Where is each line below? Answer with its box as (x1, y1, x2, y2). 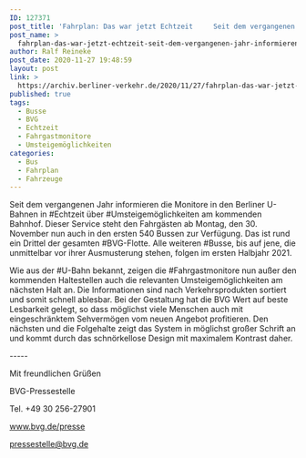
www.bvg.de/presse (9, 421, 86, 433)
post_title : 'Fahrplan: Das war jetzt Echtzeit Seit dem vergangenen (9, 22, 296, 31)
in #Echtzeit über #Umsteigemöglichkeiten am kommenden (39, 209, 262, 219)
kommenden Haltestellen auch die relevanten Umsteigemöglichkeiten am (9, 275, 283, 286)
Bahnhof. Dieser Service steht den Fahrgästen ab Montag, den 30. (9, 219, 258, 229)
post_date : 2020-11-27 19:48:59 (9, 56, 132, 65)
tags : (9, 97, 30, 107)
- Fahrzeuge (17, 174, 64, 183)
